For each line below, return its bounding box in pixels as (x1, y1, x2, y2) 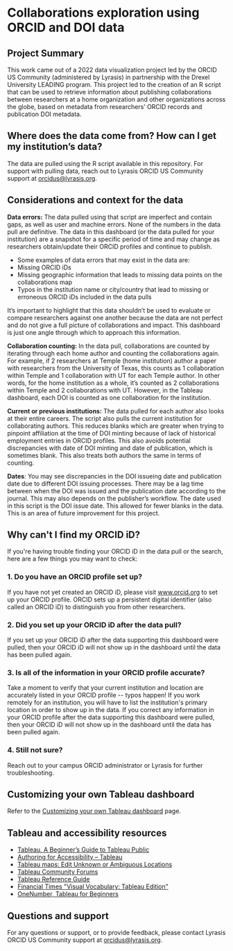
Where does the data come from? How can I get (7, 130, 217, 142)
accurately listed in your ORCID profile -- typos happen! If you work (7, 691, 200, 700)
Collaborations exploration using (7, 5, 200, 21)
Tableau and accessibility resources (7, 827, 167, 838)
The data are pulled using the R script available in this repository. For (7, 159, 203, 167)
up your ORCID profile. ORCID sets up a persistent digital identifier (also (7, 595, 212, 604)
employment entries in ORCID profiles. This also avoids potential (7, 436, 191, 445)
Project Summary (7, 47, 85, 59)
